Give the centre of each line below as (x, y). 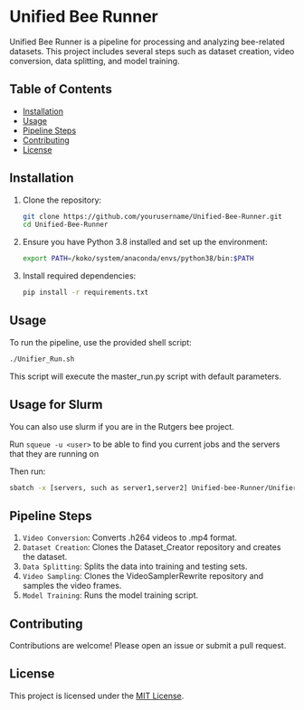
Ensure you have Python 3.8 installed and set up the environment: (145, 242)
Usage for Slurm (56, 405)
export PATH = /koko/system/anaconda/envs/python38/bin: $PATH (138, 259)
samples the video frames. (72, 586)
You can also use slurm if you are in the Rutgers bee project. (122, 426)
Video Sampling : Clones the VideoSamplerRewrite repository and (143, 576)
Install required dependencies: (79, 276)
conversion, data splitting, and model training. (95, 61)
